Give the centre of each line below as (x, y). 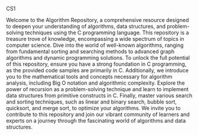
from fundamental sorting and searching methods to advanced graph (90, 52)
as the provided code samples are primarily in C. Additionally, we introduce (98, 70)
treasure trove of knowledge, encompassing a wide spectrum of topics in (95, 39)
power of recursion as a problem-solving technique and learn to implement (98, 89)
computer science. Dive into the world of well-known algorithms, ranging (95, 45)
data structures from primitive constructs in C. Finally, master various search (99, 95)
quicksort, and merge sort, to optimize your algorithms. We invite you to (93, 108)
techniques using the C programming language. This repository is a (107, 33)
